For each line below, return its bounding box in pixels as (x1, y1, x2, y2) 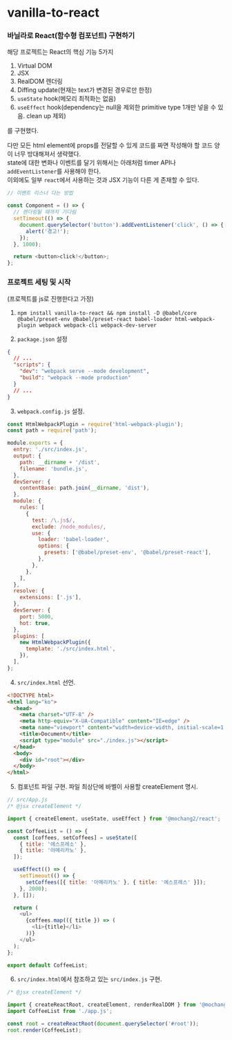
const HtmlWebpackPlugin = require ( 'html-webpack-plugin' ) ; (7, 421, 184, 428)
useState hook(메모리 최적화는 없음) (17, 95, 116, 103)
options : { (37, 542, 70, 549)
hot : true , (19, 619, 51, 627)
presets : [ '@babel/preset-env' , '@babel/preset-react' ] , (43, 549, 212, 556)
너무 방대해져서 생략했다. (14, 150, 81, 158)
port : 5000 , (19, 613, 54, 620)
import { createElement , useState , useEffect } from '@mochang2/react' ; (7, 815, 221, 822)
